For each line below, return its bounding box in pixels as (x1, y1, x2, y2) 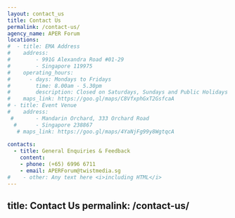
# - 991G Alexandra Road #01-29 (7, 56, 125, 63)
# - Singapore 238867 (13, 121, 93, 129)
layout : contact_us (7, 10, 65, 18)
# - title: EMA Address (7, 43, 80, 50)
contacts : (7, 141, 37, 148)
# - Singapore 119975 (7, 63, 93, 70)
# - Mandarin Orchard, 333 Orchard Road (10, 115, 150, 122)
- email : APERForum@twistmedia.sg (20, 167, 121, 174)
